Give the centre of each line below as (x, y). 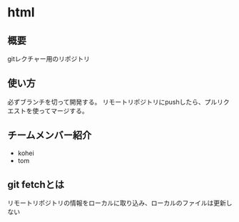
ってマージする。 (63, 110)
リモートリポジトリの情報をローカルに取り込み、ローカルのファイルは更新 (117, 203)
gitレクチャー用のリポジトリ (49, 59)
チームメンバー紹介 (50, 136)
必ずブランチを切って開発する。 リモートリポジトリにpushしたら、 (106, 102)
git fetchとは (36, 185)
